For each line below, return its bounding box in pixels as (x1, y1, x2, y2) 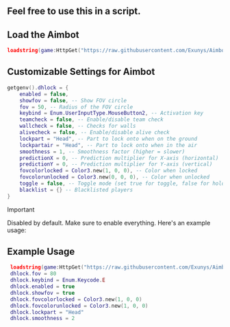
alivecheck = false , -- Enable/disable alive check (19, 129, 170, 136)
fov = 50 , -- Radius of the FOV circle (19, 103, 133, 111)
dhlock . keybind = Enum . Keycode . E (10, 277, 106, 284)
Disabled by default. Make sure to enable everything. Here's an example (7, 218, 211, 227)
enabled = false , (19, 91, 69, 98)
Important (7, 205, 35, 214)
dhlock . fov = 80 (10, 271, 57, 278)
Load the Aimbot (7, 29, 80, 41)
